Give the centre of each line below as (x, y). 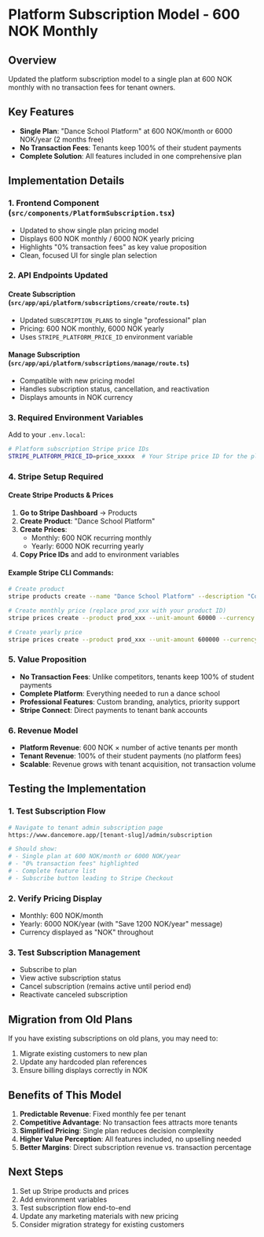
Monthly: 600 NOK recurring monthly (91, 538)
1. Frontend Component (54, 204)
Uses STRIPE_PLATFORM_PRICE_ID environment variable (106, 336)
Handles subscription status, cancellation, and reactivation (114, 389)
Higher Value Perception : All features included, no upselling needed (130, 1139)
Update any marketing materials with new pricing (99, 1216)
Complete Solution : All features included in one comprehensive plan (130, 156)
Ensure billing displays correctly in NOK (83, 1070)
